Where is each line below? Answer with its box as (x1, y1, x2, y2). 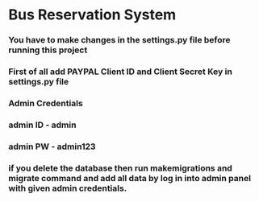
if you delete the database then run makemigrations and (8, 163, 232, 174)
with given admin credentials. (8, 183, 127, 194)
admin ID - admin (8, 119, 77, 130)
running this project (8, 44, 88, 56)
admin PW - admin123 (8, 141, 96, 152)
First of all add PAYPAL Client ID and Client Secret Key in (8, 66, 232, 77)
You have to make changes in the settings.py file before (8, 35, 232, 46)
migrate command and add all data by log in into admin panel (8, 172, 252, 183)
